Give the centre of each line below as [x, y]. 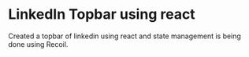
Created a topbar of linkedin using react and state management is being [125, 36]
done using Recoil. [38, 44]
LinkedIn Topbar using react [102, 14]
